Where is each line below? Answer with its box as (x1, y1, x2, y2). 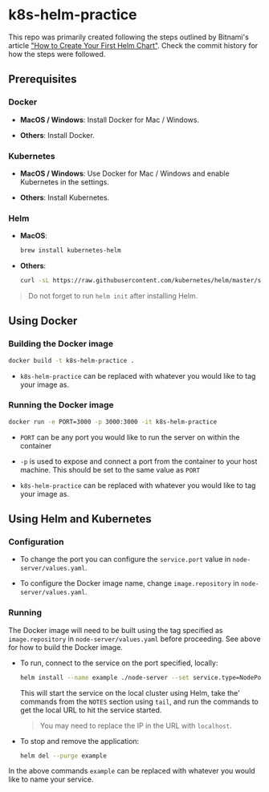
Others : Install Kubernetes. (19, 193, 110, 202)
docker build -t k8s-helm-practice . (8, 356, 135, 364)
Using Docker (8, 315, 78, 328)
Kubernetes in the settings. (19, 177, 110, 186)
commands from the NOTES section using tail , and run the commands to (19, 697, 259, 706)
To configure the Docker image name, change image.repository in (19, 579, 239, 588)
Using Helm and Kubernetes (8, 512, 152, 526)
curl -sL (19, 277, 50, 285)
